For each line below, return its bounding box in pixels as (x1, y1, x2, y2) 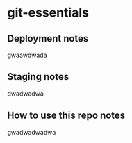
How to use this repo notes (7, 110, 126, 121)
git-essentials (7, 5, 89, 21)
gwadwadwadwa (7, 128, 56, 136)
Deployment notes (7, 33, 89, 44)
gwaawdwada (7, 51, 47, 59)
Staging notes (7, 71, 69, 83)
